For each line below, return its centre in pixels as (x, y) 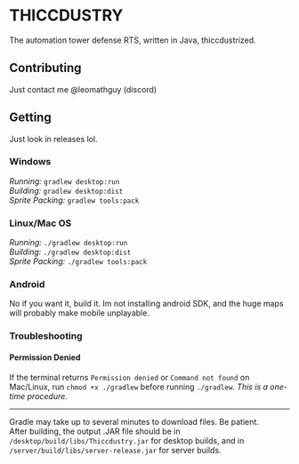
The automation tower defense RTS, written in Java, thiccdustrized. (133, 40)
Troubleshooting (46, 336)
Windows (30, 162)
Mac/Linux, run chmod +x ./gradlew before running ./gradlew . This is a (139, 387)
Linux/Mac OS (40, 223)
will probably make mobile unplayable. (79, 313)
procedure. (48, 396)
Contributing (45, 68)
